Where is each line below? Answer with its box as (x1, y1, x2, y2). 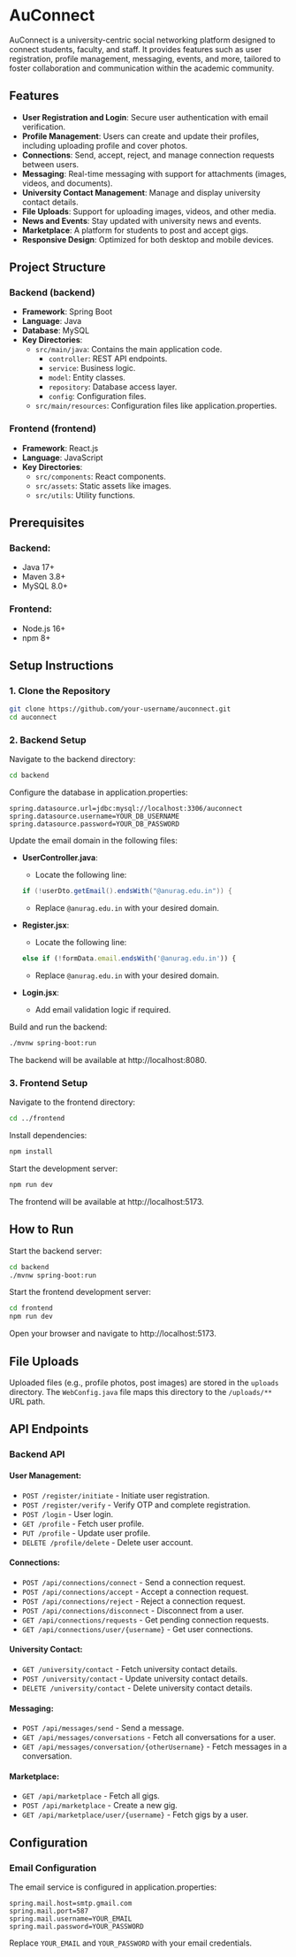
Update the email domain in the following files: (9, 836, 178, 846)
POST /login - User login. (21, 1508, 114, 1519)
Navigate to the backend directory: (9, 754, 136, 765)
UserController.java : (21, 852, 99, 863)
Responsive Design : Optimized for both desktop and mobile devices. (21, 234, 274, 244)
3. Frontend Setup (9, 1076, 88, 1089)
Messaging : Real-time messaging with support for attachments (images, (21, 168, 287, 179)
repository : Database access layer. (48, 381, 178, 392)
